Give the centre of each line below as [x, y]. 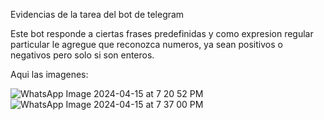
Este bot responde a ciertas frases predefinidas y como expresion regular [162, 33]
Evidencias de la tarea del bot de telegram [97, 14]
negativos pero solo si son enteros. [82, 55]
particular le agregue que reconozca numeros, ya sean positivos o [146, 44]
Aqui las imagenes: [49, 74]
